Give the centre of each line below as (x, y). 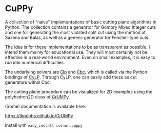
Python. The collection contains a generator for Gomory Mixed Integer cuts (80, 27)
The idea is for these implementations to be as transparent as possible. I (78, 47)
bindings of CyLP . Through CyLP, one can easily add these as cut (71, 77)
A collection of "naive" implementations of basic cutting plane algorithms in (81, 22)
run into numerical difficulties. (35, 62)
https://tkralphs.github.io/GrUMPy (39, 115)
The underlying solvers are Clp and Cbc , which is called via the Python (76, 72)
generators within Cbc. (28, 82)
